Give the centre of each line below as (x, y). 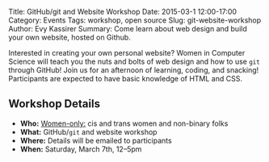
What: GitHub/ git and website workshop (88, 131)
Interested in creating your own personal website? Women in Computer (127, 53)
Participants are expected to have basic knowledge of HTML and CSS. (125, 79)
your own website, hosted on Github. (69, 37)
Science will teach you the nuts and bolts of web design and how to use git (134, 61)
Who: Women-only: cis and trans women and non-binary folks (124, 123)
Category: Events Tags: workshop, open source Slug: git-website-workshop (135, 20)
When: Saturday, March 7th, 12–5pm (81, 149)
